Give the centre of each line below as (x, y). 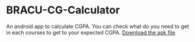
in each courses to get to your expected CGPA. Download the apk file (91, 32)
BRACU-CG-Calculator (63, 10)
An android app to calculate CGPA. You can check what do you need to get (98, 26)
